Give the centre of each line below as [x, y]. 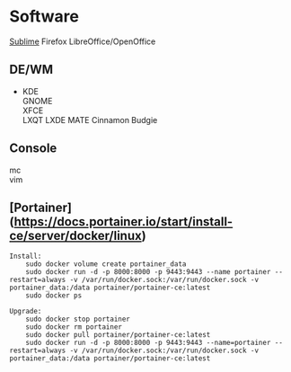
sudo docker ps [54, 296]
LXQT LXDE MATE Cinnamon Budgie [90, 120]
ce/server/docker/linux [75, 235]
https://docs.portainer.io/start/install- [123, 221]
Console [33, 149]
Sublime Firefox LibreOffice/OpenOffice [83, 41]
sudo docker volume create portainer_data [106, 264]
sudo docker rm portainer [74, 327]
